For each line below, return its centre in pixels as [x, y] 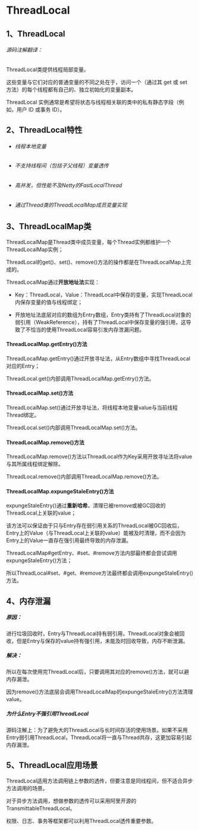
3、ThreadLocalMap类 [49, 226]
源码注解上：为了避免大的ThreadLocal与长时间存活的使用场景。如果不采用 [97, 730]
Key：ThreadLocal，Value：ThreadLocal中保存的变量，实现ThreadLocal [104, 294]
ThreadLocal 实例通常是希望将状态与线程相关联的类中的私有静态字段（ [93, 102]
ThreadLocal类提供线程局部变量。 [48, 69]
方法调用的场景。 [27, 788]
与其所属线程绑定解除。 [35, 464]
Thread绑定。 [23, 415]
